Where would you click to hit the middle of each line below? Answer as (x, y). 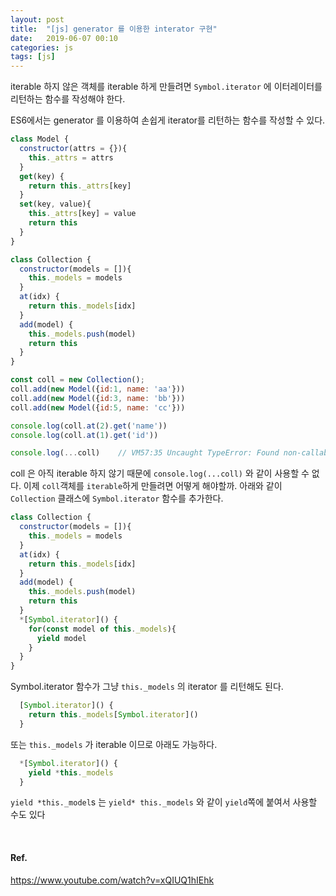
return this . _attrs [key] (80, 186)
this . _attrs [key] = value (82, 214)
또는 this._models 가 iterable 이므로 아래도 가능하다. (114, 744)
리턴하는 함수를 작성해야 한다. (68, 99)
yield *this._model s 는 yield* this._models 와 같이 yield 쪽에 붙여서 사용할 (164, 802)
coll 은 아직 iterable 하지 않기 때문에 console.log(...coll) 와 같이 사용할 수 (160, 473)
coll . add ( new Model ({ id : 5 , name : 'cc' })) (98, 407)
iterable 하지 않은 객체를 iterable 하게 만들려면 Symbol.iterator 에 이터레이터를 (166, 87)
